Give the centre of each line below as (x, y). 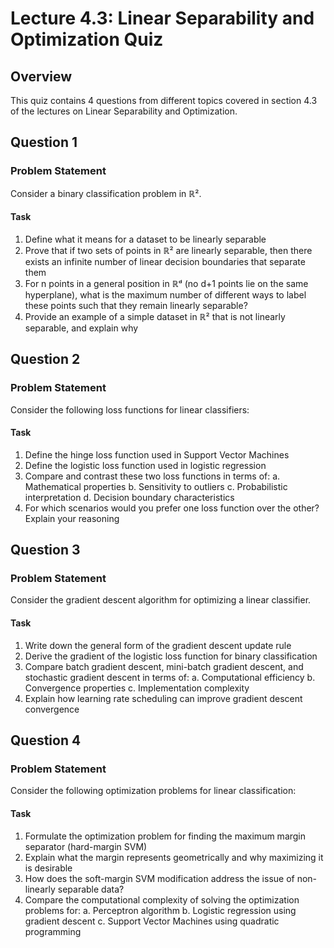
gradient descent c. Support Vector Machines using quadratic (152, 921)
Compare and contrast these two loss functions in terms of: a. (152, 476)
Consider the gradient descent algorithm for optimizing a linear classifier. (161, 600)
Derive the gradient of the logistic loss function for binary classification (171, 656)
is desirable (48, 868)
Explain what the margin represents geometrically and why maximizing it (174, 857)
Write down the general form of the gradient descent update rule (158, 645)
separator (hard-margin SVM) (86, 846)
